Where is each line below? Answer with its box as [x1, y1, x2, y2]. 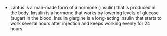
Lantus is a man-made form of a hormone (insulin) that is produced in [10, 5, 156, 10]
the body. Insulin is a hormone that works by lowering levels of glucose [10, 10, 159, 16]
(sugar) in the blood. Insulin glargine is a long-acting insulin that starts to [10, 15, 162, 21]
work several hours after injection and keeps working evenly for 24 [10, 20, 150, 26]
